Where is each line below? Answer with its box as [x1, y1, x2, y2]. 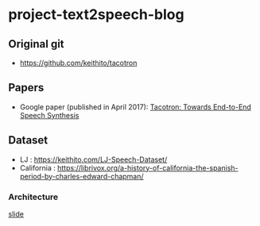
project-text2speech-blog [8, 6, 184, 24]
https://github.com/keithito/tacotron [19, 58, 138, 67]
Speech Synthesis [19, 110, 80, 120]
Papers [8, 81, 45, 94]
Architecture [8, 191, 59, 202]
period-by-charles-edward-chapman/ [19, 171, 145, 181]
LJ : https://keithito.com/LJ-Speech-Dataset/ [19, 155, 168, 164]
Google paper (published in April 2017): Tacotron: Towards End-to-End [19, 102, 252, 112]
